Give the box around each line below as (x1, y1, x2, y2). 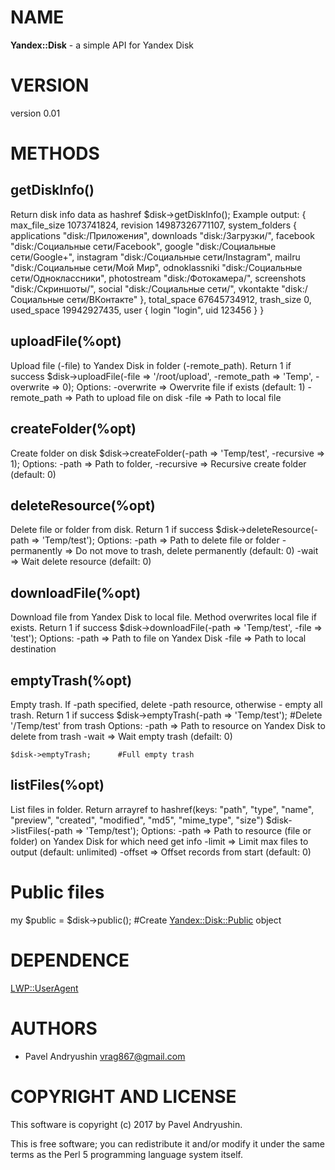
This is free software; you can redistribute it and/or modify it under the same (10, 1137, 325, 1150)
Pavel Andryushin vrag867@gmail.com (24, 1050, 186, 1062)
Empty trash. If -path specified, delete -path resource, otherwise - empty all (10, 698, 323, 710)
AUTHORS (10, 1017, 98, 1040)
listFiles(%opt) (10, 777, 105, 794)
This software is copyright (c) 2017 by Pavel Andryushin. (10, 1118, 243, 1130)
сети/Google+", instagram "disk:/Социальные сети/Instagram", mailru (10, 251, 301, 263)
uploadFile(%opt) (10, 333, 122, 350)
